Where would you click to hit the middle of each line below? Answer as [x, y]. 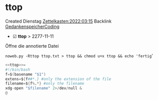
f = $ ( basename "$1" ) [26, 74]
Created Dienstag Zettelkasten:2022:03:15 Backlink [58, 21]
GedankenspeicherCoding [32, 26]
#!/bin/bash [18, 69]
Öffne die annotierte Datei [32, 46]
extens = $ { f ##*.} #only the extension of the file [58, 79]
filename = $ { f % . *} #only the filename [45, 84]
